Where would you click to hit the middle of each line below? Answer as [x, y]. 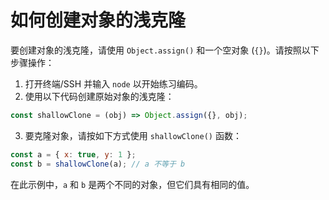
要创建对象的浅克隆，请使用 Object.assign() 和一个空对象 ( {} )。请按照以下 [165, 50]
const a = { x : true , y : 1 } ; [73, 154]
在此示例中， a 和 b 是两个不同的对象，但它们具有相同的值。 [132, 184]
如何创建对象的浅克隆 [98, 20]
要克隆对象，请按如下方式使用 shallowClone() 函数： [133, 135]
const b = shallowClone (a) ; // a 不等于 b [98, 164]
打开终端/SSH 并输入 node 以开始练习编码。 [113, 83]
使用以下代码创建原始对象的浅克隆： [99, 96]
